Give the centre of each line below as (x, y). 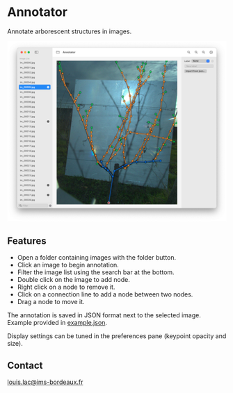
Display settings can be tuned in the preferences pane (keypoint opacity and (117, 336)
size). (15, 344)
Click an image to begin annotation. (68, 265)
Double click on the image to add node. (73, 280)
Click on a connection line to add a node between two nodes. (105, 294)
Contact (25, 365)
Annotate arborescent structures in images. (70, 31)
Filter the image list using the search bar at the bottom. (96, 272)
